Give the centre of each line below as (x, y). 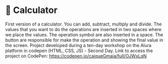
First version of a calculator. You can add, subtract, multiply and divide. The (83, 24)
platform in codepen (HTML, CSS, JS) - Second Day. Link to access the (79, 50)
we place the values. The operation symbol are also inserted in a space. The (84, 34)
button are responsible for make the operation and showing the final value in (84, 40)
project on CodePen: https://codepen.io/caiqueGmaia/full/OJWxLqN (76, 56)
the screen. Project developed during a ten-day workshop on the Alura (78, 45)
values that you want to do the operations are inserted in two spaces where (83, 29)
